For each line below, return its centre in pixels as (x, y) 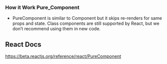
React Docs (23, 44)
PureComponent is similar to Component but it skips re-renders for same (87, 18)
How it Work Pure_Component (42, 7)
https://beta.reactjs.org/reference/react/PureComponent (63, 57)
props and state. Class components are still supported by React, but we (86, 23)
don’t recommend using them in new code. (56, 29)
